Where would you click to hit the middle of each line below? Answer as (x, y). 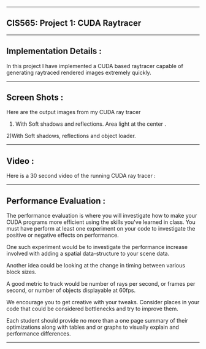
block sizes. (21, 272)
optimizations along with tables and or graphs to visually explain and (93, 327)
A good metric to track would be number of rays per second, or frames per (101, 284)
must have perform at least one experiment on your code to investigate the (101, 229)
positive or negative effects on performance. (63, 235)
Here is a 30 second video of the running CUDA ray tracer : (81, 176)
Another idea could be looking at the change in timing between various (96, 266)
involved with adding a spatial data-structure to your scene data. (88, 254)
